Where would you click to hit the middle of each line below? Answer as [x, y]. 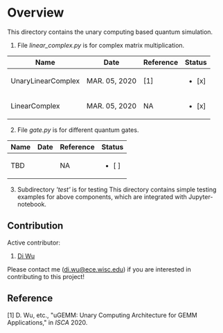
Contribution [35, 226]
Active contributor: [34, 242]
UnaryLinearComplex [45, 81]
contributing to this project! [46, 276]
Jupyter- [200, 197]
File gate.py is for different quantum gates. [78, 130]
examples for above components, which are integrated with [102, 197]
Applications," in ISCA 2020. [47, 322]
